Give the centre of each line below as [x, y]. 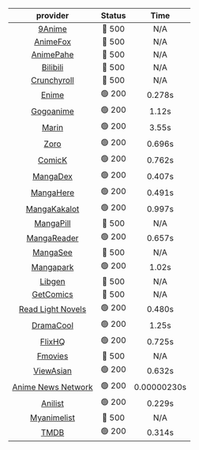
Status [113, 15]
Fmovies [53, 356]
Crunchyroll [53, 80]
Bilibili [53, 67]
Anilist [53, 403]
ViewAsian [53, 370]
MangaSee [53, 252]
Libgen [52, 281]
